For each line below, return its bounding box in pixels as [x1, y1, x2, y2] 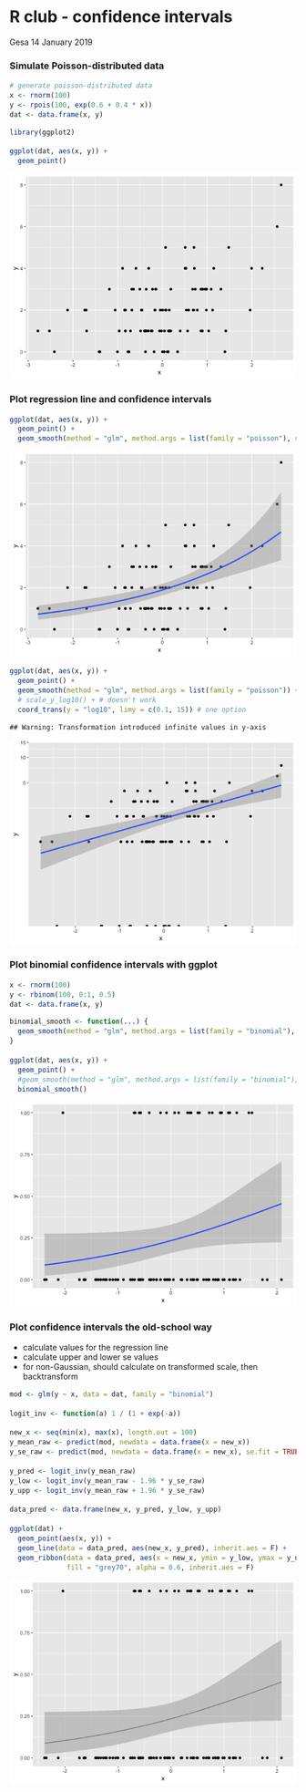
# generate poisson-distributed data [9, 81, 153, 90]
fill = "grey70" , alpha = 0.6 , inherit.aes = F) [66, 1562, 255, 1572]
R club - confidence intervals [9, 6, 233, 27]
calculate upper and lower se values [22, 1352, 159, 1362]
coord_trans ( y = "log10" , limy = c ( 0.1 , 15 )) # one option [17, 705, 247, 714]
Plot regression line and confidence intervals [9, 393, 212, 406]
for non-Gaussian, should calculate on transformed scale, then [22, 1361, 258, 1372]
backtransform [22, 1371, 79, 1382]
